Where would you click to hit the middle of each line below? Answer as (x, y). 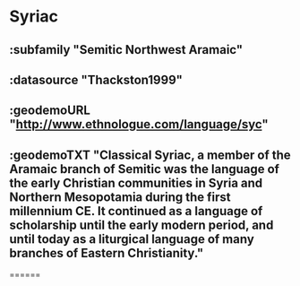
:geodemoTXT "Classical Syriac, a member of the (150, 155)
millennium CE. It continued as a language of (136, 211)
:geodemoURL (50, 111)
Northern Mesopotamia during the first (120, 197)
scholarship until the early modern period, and (141, 225)
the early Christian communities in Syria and (136, 182)
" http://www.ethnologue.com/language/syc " (139, 124)
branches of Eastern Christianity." (107, 253)
